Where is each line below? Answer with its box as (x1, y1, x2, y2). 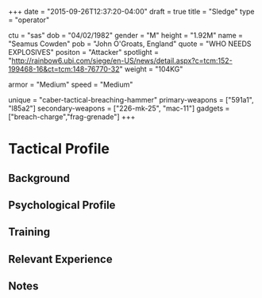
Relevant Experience (8, 252, 113, 265)
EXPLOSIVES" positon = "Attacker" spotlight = (8, 48, 159, 56)
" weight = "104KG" (118, 64, 183, 74)
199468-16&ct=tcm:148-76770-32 (8, 64, 120, 74)
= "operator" (8, 15, 50, 25)
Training (8, 226, 51, 239)
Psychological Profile (8, 198, 116, 211)
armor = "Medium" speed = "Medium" (8, 79, 133, 89)
